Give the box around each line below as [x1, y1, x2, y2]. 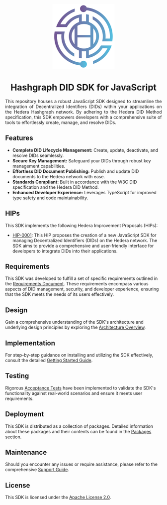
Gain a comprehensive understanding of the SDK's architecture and [5, 319, 144, 325]
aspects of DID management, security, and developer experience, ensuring [5, 286, 159, 292]
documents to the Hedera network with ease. [12, 173, 105, 179]
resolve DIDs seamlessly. [12, 152, 64, 158]
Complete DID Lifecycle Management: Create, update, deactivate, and [12, 147, 159, 153]
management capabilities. [12, 163, 66, 169]
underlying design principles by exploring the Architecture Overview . [5, 324, 146, 330]
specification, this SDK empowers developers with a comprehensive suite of [5, 114, 162, 120]
